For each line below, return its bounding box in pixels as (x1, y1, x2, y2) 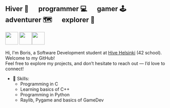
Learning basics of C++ (20, 86, 70, 92)
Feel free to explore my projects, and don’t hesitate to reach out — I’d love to (5, 60, 165, 66)
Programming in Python (20, 91, 70, 97)
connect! (5, 66, 24, 72)
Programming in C (20, 81, 58, 87)
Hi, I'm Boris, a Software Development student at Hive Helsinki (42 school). (5, 49, 162, 56)
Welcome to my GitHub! (5, 55, 55, 61)
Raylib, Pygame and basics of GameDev (20, 97, 104, 103)
